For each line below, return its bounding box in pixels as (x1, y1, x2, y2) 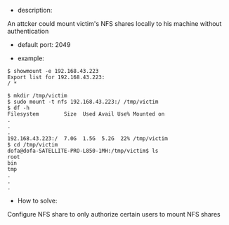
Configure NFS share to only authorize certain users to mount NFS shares (7, 210, 221, 218)
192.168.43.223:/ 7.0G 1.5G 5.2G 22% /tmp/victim (7, 135, 169, 142)
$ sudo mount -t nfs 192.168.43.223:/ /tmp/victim (7, 98, 159, 105)
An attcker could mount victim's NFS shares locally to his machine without (7, 20, 222, 27)
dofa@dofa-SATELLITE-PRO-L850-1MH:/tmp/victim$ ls (7, 147, 159, 154)
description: (17, 6, 53, 14)
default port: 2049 (17, 41, 71, 48)
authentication (7, 27, 49, 35)
